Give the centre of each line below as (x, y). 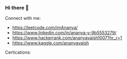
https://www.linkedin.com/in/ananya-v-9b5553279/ (64, 33)
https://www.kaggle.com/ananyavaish (51, 43)
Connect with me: (23, 18)
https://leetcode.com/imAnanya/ (45, 28)
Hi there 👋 (17, 8)
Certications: (18, 52)
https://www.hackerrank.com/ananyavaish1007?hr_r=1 (67, 38)
